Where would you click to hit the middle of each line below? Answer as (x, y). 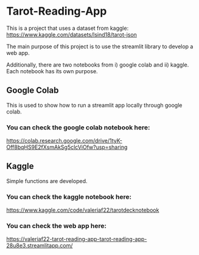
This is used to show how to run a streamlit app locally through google (94, 105)
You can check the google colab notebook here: (78, 127)
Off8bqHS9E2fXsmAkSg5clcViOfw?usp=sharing (67, 147)
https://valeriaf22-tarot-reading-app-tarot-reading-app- (77, 239)
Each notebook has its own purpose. (52, 71)
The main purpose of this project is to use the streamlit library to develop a (100, 46)
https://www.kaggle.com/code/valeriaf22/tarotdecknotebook (83, 210)
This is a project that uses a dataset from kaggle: (68, 28)
